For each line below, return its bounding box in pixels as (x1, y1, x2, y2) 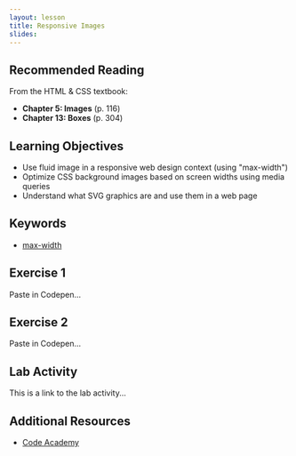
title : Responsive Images (9, 21, 105, 30)
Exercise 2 (9, 315, 68, 330)
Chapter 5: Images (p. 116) (21, 103, 121, 114)
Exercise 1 (9, 266, 67, 281)
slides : (9, 29, 38, 38)
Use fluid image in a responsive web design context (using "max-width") (21, 162, 289, 172)
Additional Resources (9, 413, 131, 428)
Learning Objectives (9, 139, 124, 154)
